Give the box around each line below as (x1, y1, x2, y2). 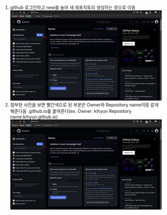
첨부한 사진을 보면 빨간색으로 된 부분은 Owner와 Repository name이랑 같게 (10, 102, 159, 108)
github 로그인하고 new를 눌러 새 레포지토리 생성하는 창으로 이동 (10, 5, 136, 10)
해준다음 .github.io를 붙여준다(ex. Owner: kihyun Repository (10, 108, 132, 114)
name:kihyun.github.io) (10, 114, 58, 120)
